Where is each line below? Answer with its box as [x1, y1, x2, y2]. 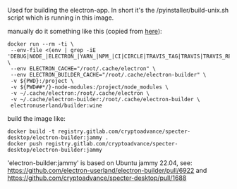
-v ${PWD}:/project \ [10, 77, 74, 84]
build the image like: [7, 115, 66, 122]
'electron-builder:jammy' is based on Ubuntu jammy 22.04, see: [7, 159, 193, 167]
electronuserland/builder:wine [10, 102, 102, 109]
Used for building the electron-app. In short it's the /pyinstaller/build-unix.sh [7, 6, 229, 14]
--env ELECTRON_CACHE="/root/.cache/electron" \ [10, 65, 157, 72]
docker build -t [7, 128, 55, 135]
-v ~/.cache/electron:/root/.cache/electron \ [10, 90, 150, 97]
